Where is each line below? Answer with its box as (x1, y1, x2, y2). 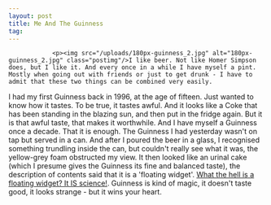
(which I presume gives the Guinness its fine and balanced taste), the (8, 161, 241, 171)
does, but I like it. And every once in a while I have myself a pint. (8, 63, 256, 72)
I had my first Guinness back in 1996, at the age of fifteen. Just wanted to (8, 92, 254, 102)
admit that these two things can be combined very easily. (8, 78, 213, 86)
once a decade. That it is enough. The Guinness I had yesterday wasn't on (8, 127, 258, 137)
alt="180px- (212, 50, 253, 58)
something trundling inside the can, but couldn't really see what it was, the (8, 144, 259, 154)
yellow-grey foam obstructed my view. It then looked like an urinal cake (8, 152, 247, 163)
